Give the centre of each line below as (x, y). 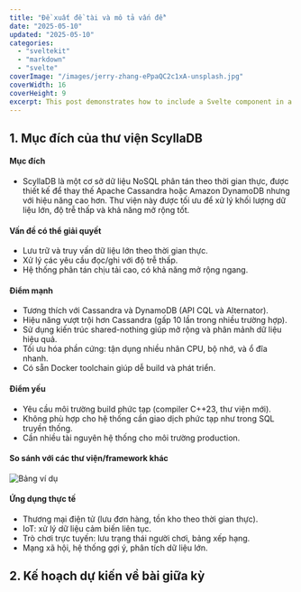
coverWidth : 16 (38, 85)
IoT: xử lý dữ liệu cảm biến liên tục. (87, 528)
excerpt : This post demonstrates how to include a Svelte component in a (151, 102)
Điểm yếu (28, 388)
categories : (32, 43)
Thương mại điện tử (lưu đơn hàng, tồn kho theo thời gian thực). (140, 519)
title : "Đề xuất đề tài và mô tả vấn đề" (88, 18)
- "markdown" (42, 60)
